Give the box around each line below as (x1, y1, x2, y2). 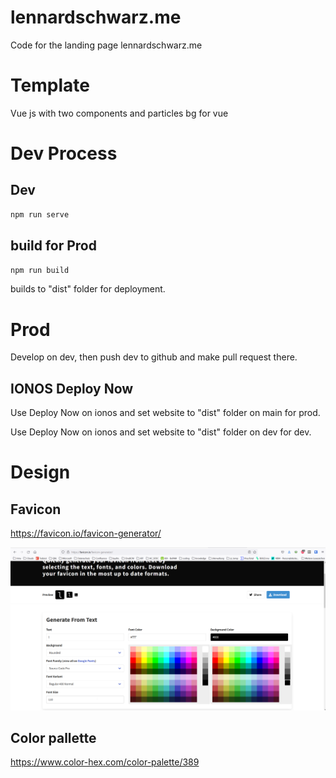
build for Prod (10, 237, 97, 255)
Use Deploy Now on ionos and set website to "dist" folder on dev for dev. (10, 426, 312, 438)
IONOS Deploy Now (10, 380, 134, 397)
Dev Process (10, 142, 118, 165)
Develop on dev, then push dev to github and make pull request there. (10, 351, 298, 363)
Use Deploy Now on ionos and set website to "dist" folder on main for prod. (10, 407, 321, 419)
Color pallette (10, 729, 97, 746)
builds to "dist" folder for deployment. (10, 283, 166, 295)
